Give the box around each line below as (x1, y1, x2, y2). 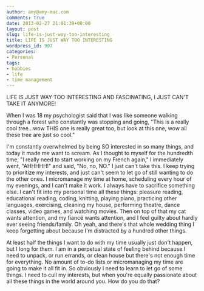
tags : (6, 60, 20, 66)
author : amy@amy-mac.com (6, 9, 69, 15)
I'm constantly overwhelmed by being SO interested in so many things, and (6, 143, 194, 150)
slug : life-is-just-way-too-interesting (6, 32, 110, 38)
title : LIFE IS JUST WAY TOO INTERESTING (6, 37, 113, 43)
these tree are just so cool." (6, 131, 75, 139)
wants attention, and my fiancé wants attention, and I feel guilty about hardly (6, 214, 198, 222)
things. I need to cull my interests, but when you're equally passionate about (6, 272, 197, 279)
